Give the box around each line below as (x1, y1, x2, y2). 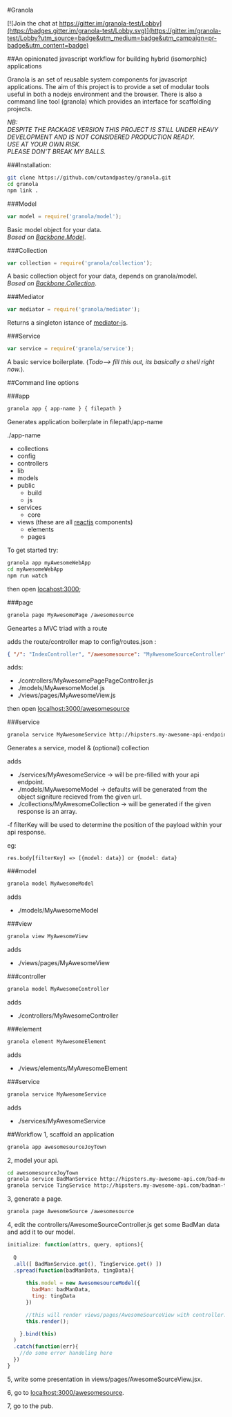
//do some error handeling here (19, 1350, 113, 1357)
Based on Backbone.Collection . (7, 279, 97, 287)
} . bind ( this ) (19, 1330, 57, 1338)
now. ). (7, 365, 26, 374)
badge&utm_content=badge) (7, 41, 89, 49)
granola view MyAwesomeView (7, 933, 88, 940)
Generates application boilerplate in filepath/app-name (7, 418, 164, 426)
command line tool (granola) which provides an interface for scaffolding (7, 97, 211, 106)
